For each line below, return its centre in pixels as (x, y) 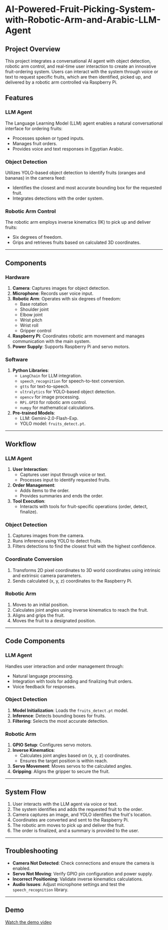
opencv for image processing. (50, 397)
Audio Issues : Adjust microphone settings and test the (68, 884)
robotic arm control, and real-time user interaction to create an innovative (81, 66)
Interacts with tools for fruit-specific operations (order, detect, (84, 506)
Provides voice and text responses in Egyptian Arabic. (68, 149)
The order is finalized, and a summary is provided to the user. (75, 830)
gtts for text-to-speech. (45, 386)
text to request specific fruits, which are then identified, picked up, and (78, 77)
